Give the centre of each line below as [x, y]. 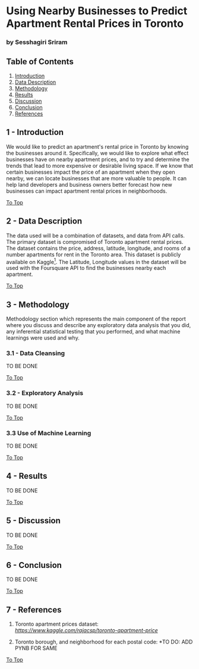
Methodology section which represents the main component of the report [96, 319]
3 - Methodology [38, 304]
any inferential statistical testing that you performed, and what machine [93, 332]
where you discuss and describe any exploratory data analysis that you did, [99, 325]
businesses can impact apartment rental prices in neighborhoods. [87, 191]
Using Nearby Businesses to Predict [97, 11]
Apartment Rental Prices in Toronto [95, 23]
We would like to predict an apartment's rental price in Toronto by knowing [97, 146]
